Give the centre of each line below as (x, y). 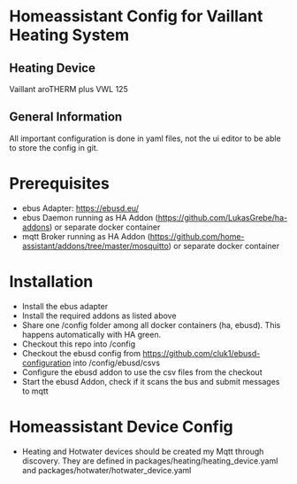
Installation (51, 281)
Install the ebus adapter (65, 306)
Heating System (69, 35)
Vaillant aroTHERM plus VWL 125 (69, 89)
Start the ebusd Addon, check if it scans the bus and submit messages (151, 381)
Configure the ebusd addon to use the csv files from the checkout (142, 372)
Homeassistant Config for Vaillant (136, 16)
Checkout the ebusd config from (81, 353)
